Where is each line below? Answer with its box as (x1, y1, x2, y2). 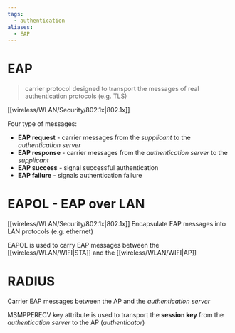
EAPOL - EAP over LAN (7, 196, 145, 212)
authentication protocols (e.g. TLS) (24, 92, 127, 100)
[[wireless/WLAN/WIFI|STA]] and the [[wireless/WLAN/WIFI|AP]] (7, 248, 197, 257)
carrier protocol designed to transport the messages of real (24, 85, 199, 93)
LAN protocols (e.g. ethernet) (7, 227, 94, 236)
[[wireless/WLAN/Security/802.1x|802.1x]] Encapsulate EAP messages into (7, 220, 226, 228)
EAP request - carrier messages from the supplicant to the (17, 133, 191, 142)
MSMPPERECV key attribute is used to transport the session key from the (7, 311, 224, 319)
